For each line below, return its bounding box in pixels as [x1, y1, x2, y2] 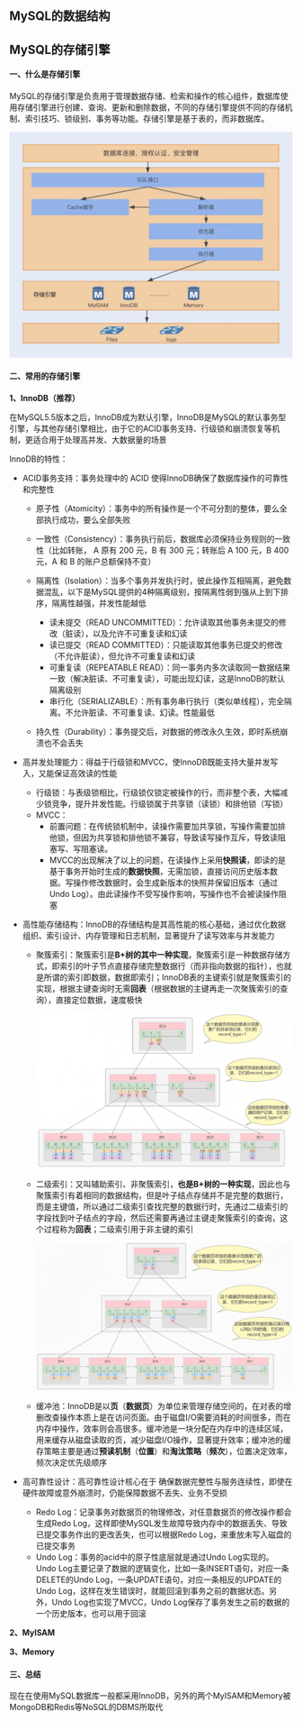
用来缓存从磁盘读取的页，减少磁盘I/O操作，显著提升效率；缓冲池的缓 [35, 1434, 292, 1445]
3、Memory [9, 1646, 56, 1657]
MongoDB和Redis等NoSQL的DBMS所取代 [9, 1702, 164, 1713]
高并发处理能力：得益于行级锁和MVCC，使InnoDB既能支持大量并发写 [22, 756, 279, 767]
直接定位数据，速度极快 [55, 994, 143, 1005]
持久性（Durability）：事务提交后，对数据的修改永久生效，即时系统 [35, 726, 280, 737]
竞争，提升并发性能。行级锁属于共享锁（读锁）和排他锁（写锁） [51, 798, 289, 809]
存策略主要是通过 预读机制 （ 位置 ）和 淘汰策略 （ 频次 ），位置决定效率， [35, 1446, 292, 1457]
